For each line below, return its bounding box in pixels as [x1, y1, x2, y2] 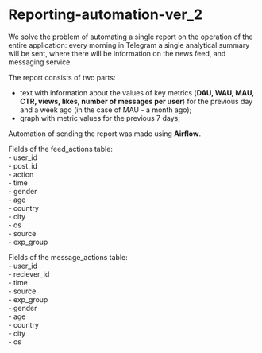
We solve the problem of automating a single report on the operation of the [8, 32, 253, 41]
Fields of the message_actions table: [8, 252, 129, 262]
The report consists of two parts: [8, 72, 116, 82]
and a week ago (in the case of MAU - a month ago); [19, 105, 192, 114]
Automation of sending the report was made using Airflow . [8, 129, 201, 138]
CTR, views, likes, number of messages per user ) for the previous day [19, 96, 253, 106]
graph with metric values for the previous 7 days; [19, 113, 181, 122]
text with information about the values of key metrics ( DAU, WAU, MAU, [19, 87, 254, 97]
